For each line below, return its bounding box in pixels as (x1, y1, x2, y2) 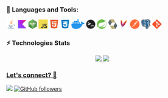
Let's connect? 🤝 (6, 71, 57, 79)
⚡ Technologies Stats (6, 39, 71, 47)
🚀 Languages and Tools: (6, 5, 79, 14)
